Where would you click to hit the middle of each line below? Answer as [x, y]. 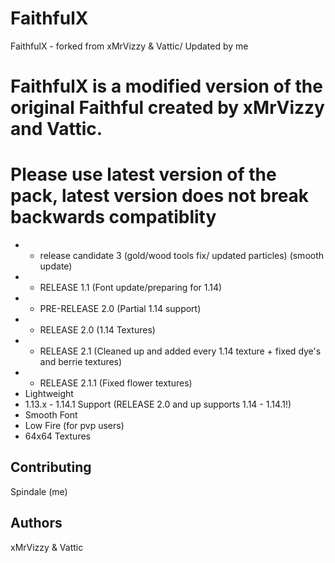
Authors [36, 523]
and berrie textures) [81, 362]
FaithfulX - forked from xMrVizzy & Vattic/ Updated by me [129, 46]
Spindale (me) [39, 491]
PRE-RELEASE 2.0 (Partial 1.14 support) [120, 309]
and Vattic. [56, 129]
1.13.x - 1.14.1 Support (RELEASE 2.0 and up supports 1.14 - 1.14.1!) [158, 404]
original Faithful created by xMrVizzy [167, 108]
